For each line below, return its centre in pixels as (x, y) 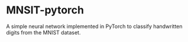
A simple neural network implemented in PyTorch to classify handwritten (94, 26)
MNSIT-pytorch (45, 10)
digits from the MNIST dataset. (43, 32)
